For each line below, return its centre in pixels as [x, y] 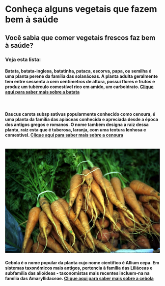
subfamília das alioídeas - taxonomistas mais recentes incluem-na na [77, 273]
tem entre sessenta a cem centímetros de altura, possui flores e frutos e [80, 82]
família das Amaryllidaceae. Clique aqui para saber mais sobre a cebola [79, 278]
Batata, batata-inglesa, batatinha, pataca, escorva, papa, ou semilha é [78, 71]
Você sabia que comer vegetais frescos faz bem [80, 38]
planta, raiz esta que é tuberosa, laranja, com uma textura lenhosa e [76, 130]
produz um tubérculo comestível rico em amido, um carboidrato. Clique [79, 87]
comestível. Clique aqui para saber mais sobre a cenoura [64, 135]
